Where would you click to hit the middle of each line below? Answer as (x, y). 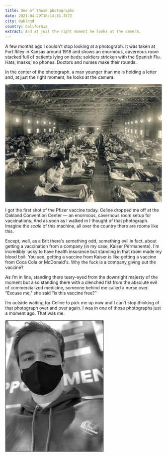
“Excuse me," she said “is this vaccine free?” (51, 293)
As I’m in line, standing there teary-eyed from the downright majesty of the (82, 277)
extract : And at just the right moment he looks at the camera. (73, 32)
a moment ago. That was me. (35, 313)
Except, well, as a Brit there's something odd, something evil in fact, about (81, 241)
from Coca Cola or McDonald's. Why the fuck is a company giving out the (81, 262)
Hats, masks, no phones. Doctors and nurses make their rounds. (71, 62)
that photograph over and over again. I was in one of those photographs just (83, 308)
